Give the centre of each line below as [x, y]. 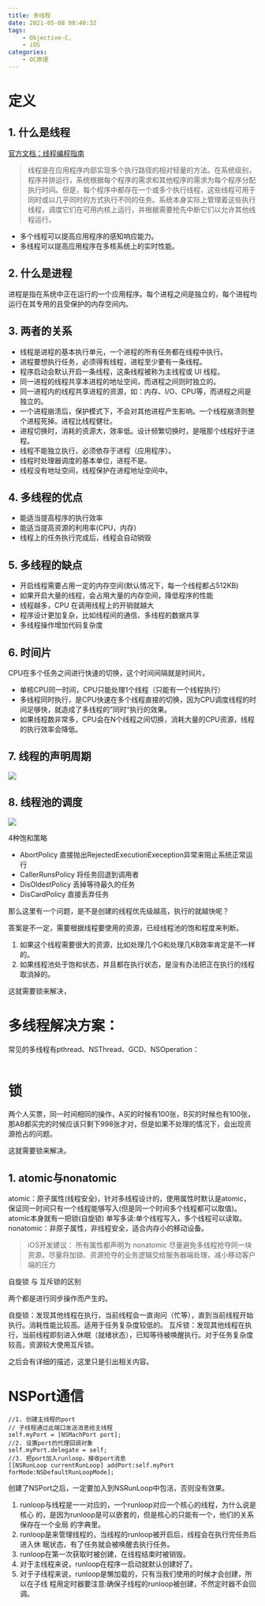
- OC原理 [35, 60]
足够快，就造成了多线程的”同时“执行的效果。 [99, 709]
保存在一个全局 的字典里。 [62, 1525]
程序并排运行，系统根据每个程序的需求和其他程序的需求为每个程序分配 [142, 179]
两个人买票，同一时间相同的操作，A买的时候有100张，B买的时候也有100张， [131, 1114]
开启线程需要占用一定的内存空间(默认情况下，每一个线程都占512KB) [129, 586]
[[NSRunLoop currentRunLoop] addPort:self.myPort [91, 1466]
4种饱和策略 [28, 838]
